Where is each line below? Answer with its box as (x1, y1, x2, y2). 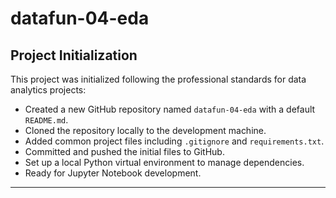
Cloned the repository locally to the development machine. (24, 125, 267, 136)
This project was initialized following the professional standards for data (10, 73, 307, 85)
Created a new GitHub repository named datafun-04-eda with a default (24, 103, 316, 115)
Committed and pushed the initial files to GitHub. (24, 146, 225, 157)
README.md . (24, 114, 69, 126)
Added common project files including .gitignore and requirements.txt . (24, 135, 325, 147)
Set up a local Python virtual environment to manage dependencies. (24, 157, 305, 168)
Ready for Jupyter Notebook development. (24, 167, 202, 179)
